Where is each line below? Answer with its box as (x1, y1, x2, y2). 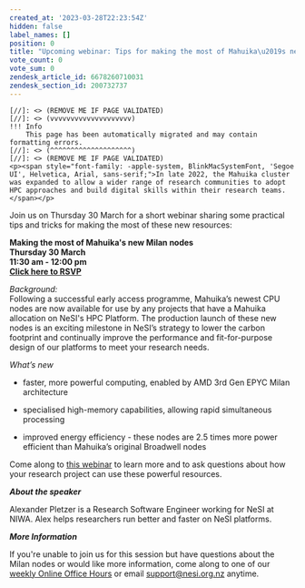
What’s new (9, 359, 54, 370)
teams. (261, 186, 286, 195)
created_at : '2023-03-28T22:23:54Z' (9, 13, 148, 23)
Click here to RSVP (9, 266, 82, 277)
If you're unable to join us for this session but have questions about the (9, 548, 275, 560)
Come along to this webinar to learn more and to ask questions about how (9, 459, 286, 470)
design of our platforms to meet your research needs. (9, 341, 210, 352)
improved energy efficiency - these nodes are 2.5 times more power (22, 431, 279, 442)
